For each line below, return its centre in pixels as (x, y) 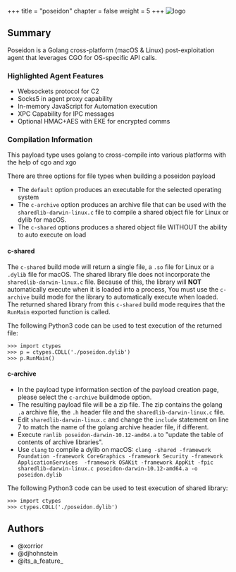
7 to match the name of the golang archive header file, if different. (113, 427)
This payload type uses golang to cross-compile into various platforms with (117, 155)
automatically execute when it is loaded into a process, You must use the (113, 289)
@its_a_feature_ (40, 561)
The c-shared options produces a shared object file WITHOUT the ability (122, 227)
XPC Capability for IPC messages (66, 114)
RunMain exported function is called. (59, 311)
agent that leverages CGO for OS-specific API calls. (82, 57)
